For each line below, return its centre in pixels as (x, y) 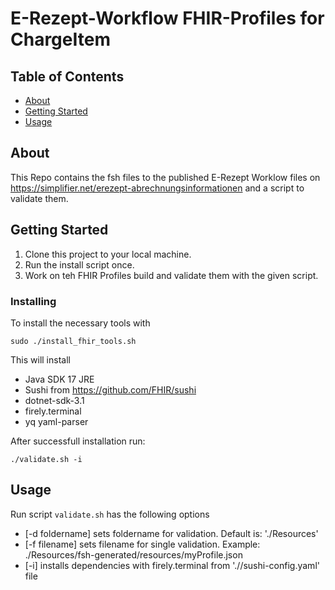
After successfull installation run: (78, 441)
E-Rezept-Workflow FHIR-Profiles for (167, 18)
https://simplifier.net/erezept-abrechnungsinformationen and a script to (157, 188)
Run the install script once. (79, 264)
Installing (33, 301)
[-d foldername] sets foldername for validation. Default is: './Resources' (171, 533)
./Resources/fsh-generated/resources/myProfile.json (133, 554)
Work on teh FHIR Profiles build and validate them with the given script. (171, 275)
